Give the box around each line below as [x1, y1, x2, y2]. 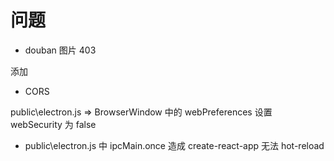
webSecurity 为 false [10, 118, 97, 130]
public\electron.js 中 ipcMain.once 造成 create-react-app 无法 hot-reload [24, 139, 325, 151]
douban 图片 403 [24, 44, 97, 56]
